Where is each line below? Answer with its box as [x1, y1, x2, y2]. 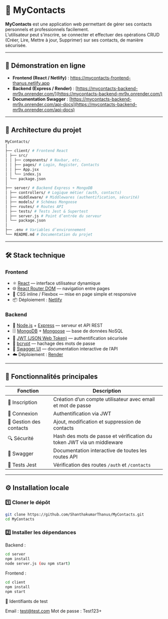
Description [92, 387, 121, 394]
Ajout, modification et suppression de [53, 418, 141, 425]
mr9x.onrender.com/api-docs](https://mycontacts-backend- [12, 101, 137, 107]
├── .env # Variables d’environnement [5, 227, 86, 232]
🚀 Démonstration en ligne [5, 61, 86, 70]
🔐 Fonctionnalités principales [5, 372, 98, 381]
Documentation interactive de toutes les [53, 447, 147, 454]
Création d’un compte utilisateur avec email [53, 395, 155, 402]
